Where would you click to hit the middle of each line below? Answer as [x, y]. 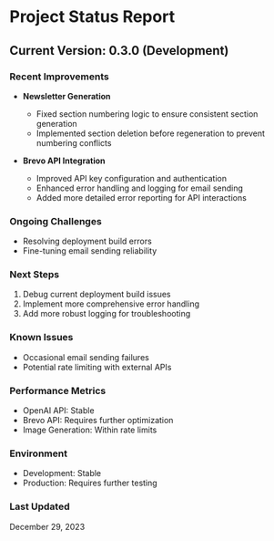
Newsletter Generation [66, 96]
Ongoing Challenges [56, 221]
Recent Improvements [59, 77]
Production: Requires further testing [90, 483]
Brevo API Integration [64, 161]
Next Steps [35, 275]
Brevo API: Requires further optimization [98, 421]
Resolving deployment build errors [87, 241]
